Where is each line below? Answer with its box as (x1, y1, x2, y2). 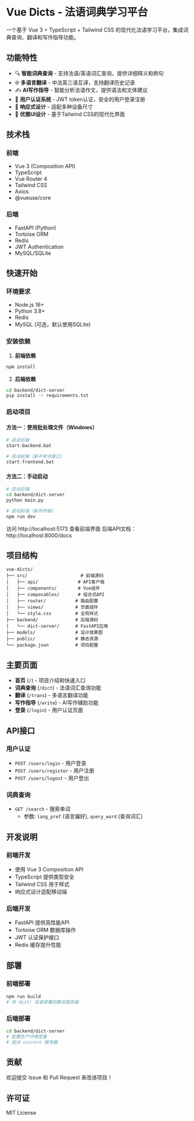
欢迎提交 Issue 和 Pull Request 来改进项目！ (6, 1074, 113, 1081)
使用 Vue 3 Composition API (14, 865, 84, 873)
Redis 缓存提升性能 (14, 941, 62, 949)
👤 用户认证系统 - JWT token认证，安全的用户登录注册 (14, 96, 145, 103)
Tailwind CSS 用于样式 (14, 880, 70, 887)
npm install (6, 364, 36, 370)
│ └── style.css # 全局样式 (6, 610, 99, 617)
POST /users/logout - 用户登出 (14, 774, 89, 782)
